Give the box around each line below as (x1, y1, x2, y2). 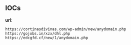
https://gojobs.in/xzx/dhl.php (5, 31, 70, 36)
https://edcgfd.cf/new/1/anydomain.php (5, 35, 88, 40)
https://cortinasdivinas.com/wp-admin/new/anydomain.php (5, 27, 126, 32)
